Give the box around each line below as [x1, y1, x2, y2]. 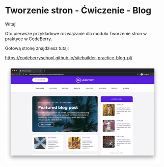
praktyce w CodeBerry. [5, 36, 53, 42]
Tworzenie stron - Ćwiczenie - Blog [5, 5, 152, 16]
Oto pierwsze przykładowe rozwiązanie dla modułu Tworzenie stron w [5, 30, 147, 36]
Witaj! [5, 21, 17, 27]
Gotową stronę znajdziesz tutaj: [5, 45, 69, 51]
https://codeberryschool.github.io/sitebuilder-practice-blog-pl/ [5, 54, 133, 61]
